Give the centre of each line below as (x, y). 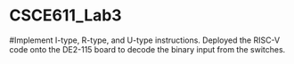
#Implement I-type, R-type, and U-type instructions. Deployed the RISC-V (145, 40)
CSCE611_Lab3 (65, 16)
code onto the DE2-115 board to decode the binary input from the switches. (147, 49)
